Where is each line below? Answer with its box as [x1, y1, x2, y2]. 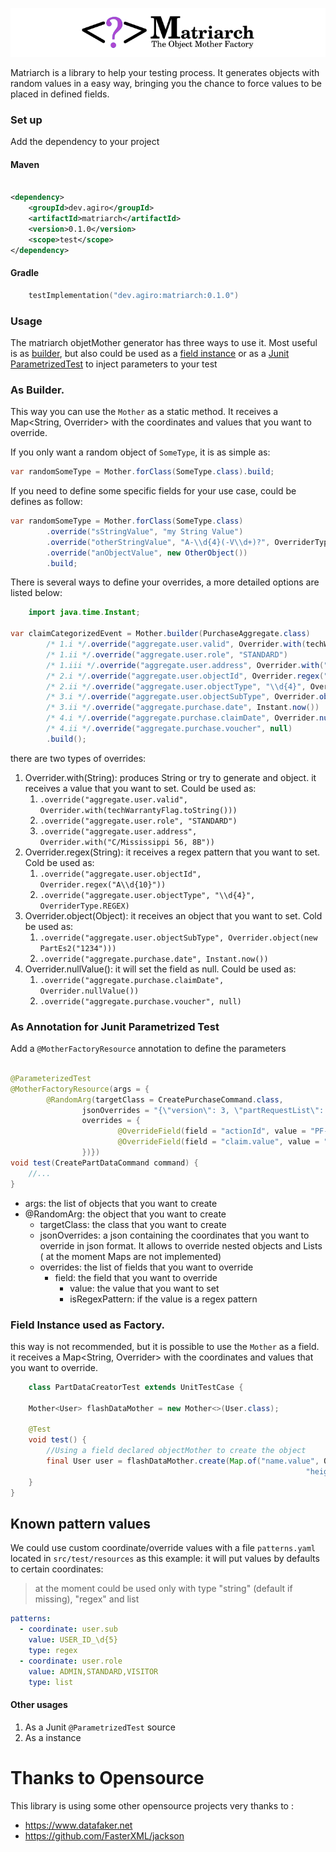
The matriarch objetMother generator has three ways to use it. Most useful [10, 336, 318, 348]
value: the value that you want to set [69, 1282, 220, 1294]
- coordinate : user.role [19, 1656, 123, 1666]
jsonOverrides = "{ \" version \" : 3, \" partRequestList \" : [81, 1105, 325, 1115]
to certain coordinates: [10, 1563, 104, 1575]
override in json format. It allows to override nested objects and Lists [39, 1239, 323, 1252]
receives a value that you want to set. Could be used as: [24, 782, 257, 794]
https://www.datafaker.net [24, 1819, 133, 1831]
